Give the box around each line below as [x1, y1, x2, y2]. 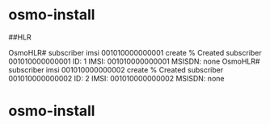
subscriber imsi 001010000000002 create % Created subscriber [8, 64, 224, 74]
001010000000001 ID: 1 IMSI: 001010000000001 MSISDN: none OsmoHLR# [8, 56, 260, 66]
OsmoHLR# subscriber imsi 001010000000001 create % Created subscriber [8, 48, 263, 57]
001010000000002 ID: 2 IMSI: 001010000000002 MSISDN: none [8, 73, 225, 83]
